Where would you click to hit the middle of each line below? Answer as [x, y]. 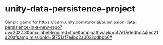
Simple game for [21, 22]
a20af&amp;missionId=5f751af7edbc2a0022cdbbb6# [59, 37]
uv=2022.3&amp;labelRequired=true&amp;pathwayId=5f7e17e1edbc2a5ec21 [81, 32]
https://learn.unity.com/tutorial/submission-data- [88, 22]
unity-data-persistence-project [70, 9]
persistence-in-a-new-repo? [34, 27]
